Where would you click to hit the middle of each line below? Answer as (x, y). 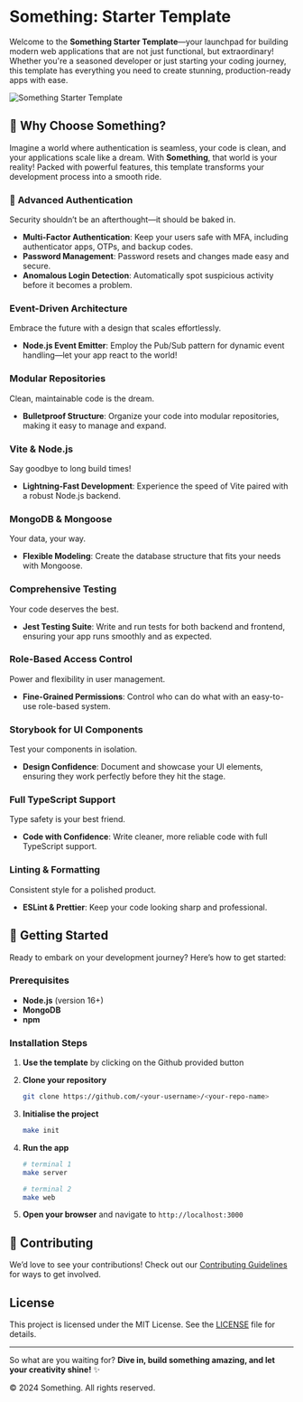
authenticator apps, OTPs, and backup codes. (108, 247)
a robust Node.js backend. (72, 495)
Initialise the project (60, 1114)
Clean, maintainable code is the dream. (82, 398)
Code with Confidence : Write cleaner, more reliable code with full (145, 837)
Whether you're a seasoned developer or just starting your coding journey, (148, 61)
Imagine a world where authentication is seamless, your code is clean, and (148, 147)
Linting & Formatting (55, 870)
